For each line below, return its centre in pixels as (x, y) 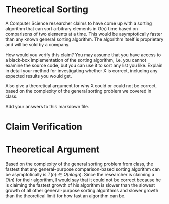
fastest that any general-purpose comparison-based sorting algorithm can (83, 169)
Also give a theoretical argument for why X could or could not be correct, (81, 86)
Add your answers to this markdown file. (47, 106)
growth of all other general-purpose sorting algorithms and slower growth (82, 191)
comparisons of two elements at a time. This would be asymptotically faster (84, 34)
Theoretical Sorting (47, 9)
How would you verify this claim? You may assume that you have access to (83, 55)
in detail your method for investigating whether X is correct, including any (81, 70)
